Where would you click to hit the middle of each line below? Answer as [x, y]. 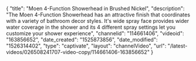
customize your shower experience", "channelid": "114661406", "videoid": [95, 33]
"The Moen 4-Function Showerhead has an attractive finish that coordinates [98, 15]
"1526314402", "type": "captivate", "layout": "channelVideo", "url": [86, 46]
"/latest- [178, 46]
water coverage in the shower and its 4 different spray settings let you [91, 27]
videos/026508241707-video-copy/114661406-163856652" [78, 52]
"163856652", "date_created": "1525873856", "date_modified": [82, 40]
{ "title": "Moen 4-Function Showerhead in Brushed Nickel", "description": [95, 9]
